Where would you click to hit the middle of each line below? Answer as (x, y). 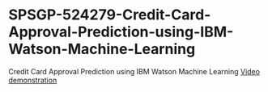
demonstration (33, 80)
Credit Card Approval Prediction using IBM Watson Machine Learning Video (134, 71)
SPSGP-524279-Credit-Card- (110, 15)
